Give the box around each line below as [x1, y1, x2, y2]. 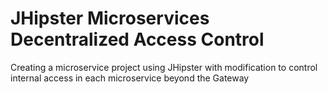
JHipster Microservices [10, 7, 210, 30]
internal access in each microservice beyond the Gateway [10, 72, 250, 84]
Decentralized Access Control [10, 28, 265, 51]
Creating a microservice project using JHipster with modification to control [10, 61, 318, 73]
